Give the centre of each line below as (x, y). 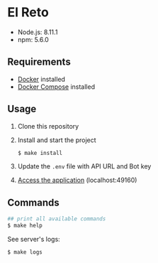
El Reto (28, 12)
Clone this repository (48, 126)
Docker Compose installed (56, 87)
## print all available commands (57, 219)
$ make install (40, 153)
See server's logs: (34, 239)
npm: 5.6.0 (33, 39)
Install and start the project (57, 140)
